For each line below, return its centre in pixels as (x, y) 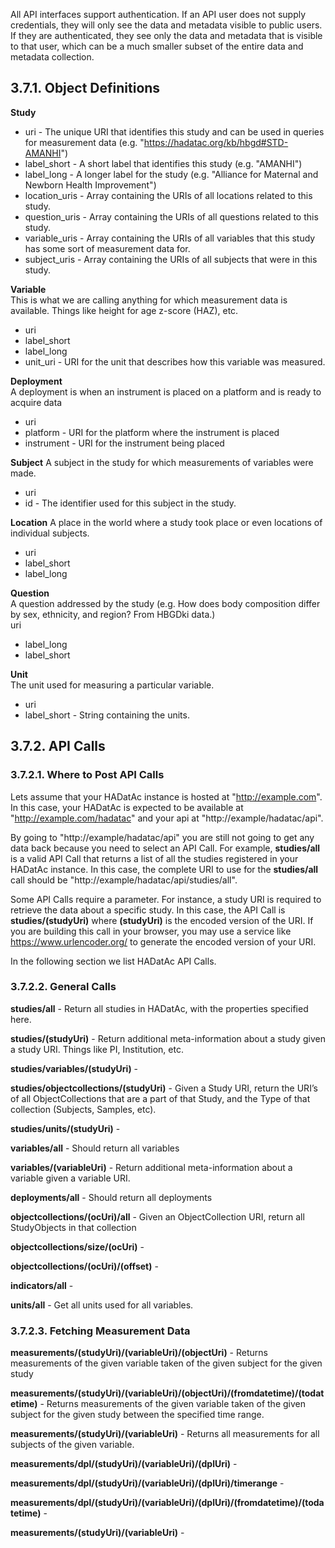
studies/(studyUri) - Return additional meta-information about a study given (168, 1038)
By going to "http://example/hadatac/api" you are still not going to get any (162, 837)
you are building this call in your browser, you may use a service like (151, 931)
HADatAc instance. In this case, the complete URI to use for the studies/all (164, 869)
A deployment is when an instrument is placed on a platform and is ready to (166, 391)
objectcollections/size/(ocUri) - (77, 1246)
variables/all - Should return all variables (95, 1148)
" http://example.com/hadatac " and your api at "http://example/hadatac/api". (167, 818)
